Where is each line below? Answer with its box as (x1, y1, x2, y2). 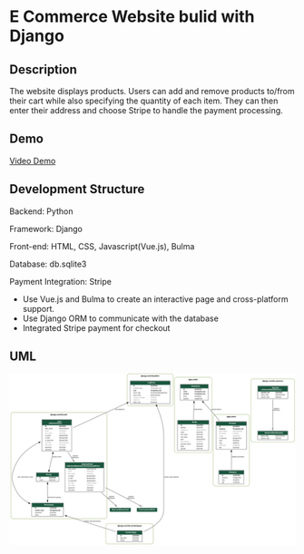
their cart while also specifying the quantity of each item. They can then (9, 95, 279, 106)
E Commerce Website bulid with (9, 6, 256, 27)
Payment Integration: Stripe (9, 276, 112, 287)
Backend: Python (9, 206, 74, 217)
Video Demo (9, 155, 56, 166)
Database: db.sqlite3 (9, 258, 87, 269)
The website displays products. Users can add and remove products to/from (9, 86, 295, 96)
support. (22, 303, 55, 314)
